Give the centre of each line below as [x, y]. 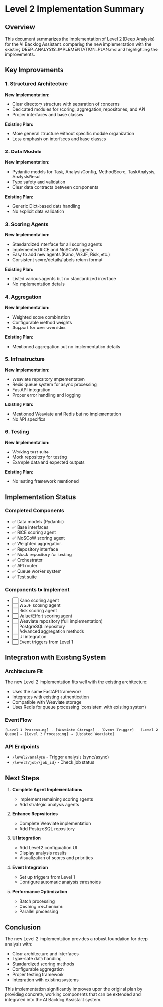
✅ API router [25, 565]
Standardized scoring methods [43, 964]
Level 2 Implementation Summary [75, 9]
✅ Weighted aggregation [37, 543]
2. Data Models [23, 151]
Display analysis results [43, 853]
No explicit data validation [38, 211]
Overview [20, 27]
